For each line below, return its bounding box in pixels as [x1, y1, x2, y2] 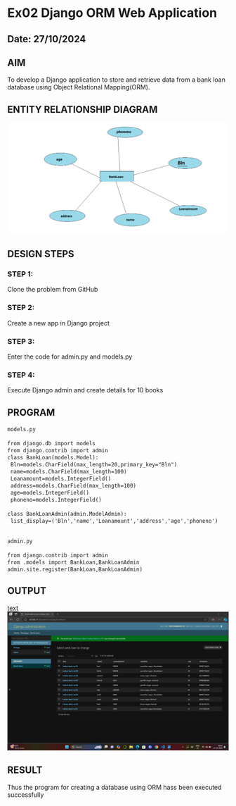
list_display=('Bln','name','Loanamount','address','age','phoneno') [10, 518, 218, 525]
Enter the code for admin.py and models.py [7, 352, 133, 361]
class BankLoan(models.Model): [7, 454, 99, 461]
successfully [7, 790, 44, 799]
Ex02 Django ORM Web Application [7, 5, 218, 21]
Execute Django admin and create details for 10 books [7, 386, 164, 395]
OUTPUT [7, 585, 47, 597]
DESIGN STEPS [7, 248, 75, 260]
